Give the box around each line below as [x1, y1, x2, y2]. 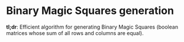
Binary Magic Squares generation [6, 4, 175, 17]
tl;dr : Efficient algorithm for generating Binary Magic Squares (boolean [6, 23, 179, 30]
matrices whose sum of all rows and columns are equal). [6, 29, 144, 36]
